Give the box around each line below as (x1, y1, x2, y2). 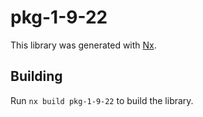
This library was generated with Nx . (10, 39, 157, 51)
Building (10, 68, 63, 85)
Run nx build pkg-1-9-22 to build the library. (10, 94, 194, 106)
